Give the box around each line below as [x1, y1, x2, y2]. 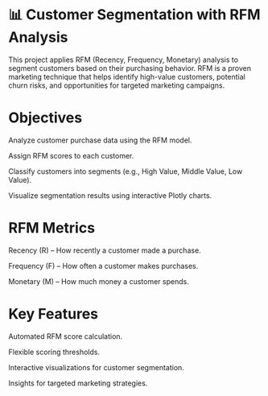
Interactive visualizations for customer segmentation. [8, 362, 185, 372]
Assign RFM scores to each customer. [8, 151, 134, 160]
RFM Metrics [8, 219, 95, 237]
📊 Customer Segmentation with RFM [8, 6, 261, 24]
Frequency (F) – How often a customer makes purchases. [8, 261, 199, 270]
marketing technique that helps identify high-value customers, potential [8, 72, 245, 81]
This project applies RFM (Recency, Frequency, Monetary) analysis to [8, 55, 239, 64]
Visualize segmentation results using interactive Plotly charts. [8, 190, 212, 200]
